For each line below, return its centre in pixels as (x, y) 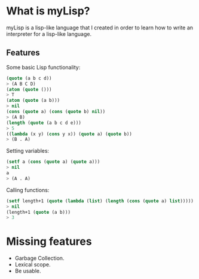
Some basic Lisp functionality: (43, 67)
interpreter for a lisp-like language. (49, 34)
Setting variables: (28, 151)
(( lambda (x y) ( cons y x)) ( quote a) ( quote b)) (69, 134)
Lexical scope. (33, 265)
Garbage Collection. (39, 258)
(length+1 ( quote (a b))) (38, 212)
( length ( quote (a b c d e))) (44, 123)
